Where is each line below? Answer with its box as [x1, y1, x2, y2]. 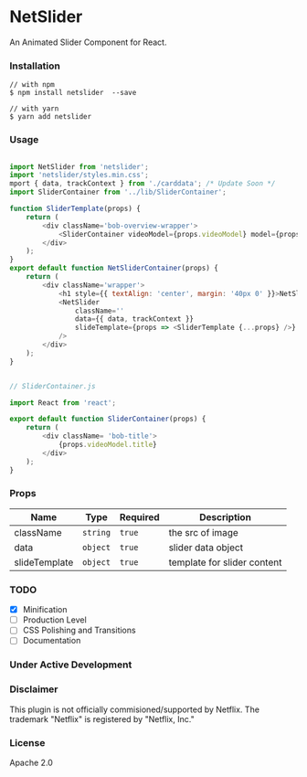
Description [199, 510, 251, 523]
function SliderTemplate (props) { [9, 204, 142, 214]
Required [119, 510, 160, 523]
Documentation [22, 635, 81, 646]
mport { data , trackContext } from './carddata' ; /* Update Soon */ [9, 179, 276, 188]
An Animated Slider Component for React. [9, 37, 167, 48]
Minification [22, 604, 68, 615]
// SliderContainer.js [9, 381, 96, 390]
